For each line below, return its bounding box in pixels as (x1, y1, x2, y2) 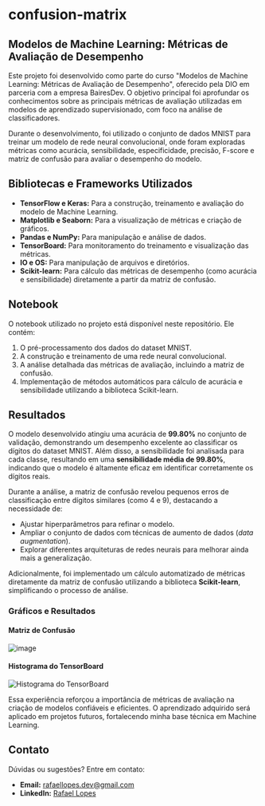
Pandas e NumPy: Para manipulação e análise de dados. (19, 232, 207, 242)
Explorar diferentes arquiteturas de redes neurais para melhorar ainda (19, 545, 249, 555)
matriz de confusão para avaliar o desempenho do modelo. (8, 154, 202, 163)
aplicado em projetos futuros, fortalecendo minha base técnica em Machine (8, 711, 257, 721)
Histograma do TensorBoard (8, 662, 104, 671)
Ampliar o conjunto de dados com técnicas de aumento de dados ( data (19, 528, 254, 537)
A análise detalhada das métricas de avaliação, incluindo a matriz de (19, 360, 245, 369)
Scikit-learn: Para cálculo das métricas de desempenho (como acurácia (19, 265, 257, 276)
